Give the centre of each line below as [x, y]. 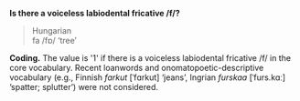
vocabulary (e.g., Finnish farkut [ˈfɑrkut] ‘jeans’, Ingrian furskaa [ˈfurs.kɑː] [148, 77]
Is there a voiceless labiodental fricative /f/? [95, 13]
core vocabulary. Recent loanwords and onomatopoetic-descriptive [137, 68]
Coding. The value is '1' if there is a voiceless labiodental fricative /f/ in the [150, 58]
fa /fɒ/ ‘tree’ [54, 40]
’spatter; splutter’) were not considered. [84, 87]
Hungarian [52, 30]
